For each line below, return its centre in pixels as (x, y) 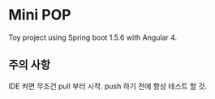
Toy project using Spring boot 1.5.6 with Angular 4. (93, 37)
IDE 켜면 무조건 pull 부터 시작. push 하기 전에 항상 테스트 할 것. (108, 86)
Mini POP (40, 15)
